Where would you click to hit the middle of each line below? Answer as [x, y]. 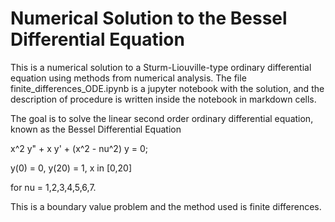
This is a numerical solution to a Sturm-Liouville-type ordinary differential [161, 67]
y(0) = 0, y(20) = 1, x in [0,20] [71, 168]
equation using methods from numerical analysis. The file [128, 78]
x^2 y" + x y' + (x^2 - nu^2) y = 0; [79, 148]
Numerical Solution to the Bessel [149, 18]
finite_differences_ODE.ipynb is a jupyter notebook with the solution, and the [167, 88]
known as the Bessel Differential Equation [96, 129]
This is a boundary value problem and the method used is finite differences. [166, 206]
